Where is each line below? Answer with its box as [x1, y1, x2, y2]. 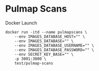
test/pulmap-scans [14, 60, 53, 66]
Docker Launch [5, 20, 37, 26]
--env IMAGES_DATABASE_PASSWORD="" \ [14, 47, 94, 52]
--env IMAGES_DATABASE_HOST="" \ [14, 34, 85, 39]
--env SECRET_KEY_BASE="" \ [14, 52, 74, 57]
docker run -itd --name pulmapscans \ [5, 29, 87, 34]
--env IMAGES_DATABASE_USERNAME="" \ [14, 43, 94, 48]
